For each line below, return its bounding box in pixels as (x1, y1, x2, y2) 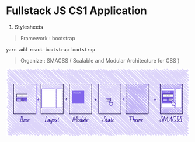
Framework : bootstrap (20, 34, 76, 41)
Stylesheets (14, 23, 43, 30)
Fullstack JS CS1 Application (6, 4, 147, 18)
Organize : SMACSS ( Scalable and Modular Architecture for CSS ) (20, 57, 180, 64)
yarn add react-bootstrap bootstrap (6, 47, 95, 53)
